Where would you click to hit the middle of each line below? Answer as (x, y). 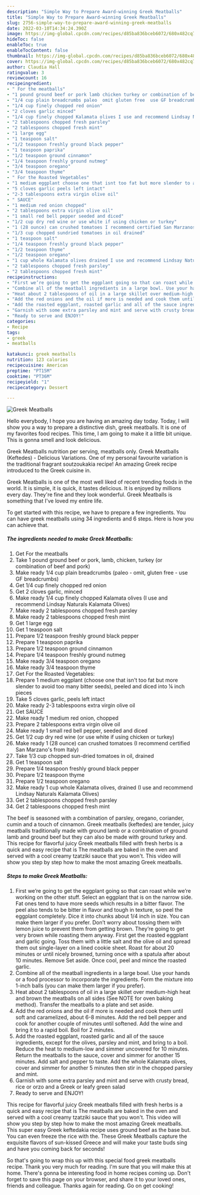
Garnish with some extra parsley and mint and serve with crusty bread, (102, 1081)
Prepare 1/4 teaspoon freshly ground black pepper (77, 769)
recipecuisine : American (37, 365)
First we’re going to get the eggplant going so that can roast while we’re (103, 891)
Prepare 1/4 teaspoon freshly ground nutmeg (70, 655)
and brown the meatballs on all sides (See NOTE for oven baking (94, 998)
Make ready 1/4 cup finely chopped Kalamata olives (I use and (91, 598)
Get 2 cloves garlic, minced (49, 592)
